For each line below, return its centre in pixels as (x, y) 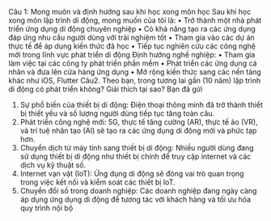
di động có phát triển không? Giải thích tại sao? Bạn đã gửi (106, 89)
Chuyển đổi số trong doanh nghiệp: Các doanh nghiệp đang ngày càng (138, 191)
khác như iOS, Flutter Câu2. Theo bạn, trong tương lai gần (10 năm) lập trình (135, 81)
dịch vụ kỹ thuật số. (53, 165)
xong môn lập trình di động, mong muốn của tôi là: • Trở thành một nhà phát (135, 20)
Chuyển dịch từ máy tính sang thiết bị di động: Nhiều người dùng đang (137, 148)
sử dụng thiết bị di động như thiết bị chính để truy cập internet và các (135, 156)
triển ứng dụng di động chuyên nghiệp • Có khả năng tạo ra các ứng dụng (132, 29)
